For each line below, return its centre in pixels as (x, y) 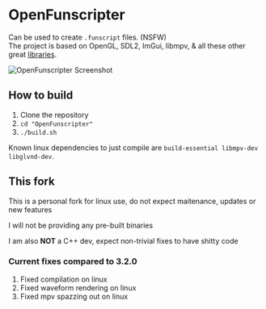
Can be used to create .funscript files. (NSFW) (88, 37)
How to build (41, 96)
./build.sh (38, 132)
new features (30, 209)
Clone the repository (54, 115)
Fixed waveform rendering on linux (78, 287)
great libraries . (33, 54)
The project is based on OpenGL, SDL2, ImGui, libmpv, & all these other (127, 45)
